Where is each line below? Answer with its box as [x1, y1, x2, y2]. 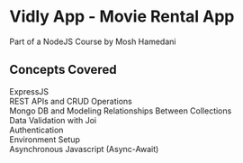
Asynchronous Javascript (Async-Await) [9, 143, 159, 154]
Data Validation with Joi [9, 114, 97, 125]
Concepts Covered [9, 62, 117, 77]
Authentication [9, 124, 64, 135]
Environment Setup [9, 133, 81, 145]
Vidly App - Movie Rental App [9, 6, 235, 27]
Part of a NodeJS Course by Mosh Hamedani [9, 36, 176, 47]
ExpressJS [9, 86, 49, 96]
